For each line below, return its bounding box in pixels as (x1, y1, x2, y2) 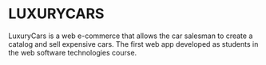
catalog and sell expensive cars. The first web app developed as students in (8, 39, 259, 48)
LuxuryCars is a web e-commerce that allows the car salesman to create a (8, 31, 253, 40)
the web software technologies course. (8, 48, 137, 57)
